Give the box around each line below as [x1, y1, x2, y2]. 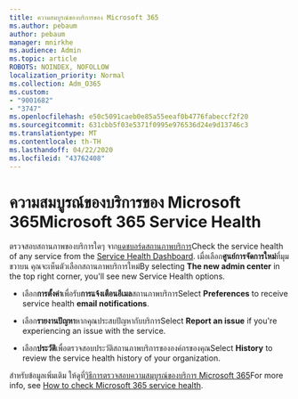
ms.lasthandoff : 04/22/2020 [9, 145, 114, 154]
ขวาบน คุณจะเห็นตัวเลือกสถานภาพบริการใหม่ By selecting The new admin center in [9, 261, 280, 272]
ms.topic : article [9, 54, 77, 63]
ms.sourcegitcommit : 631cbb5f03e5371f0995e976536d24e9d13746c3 [9, 121, 249, 130]
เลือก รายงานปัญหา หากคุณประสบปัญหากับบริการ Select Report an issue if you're [21, 315, 278, 326]
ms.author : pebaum [9, 21, 77, 30]
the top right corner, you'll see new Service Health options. [9, 271, 225, 281]
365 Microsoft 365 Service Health [9, 211, 262, 232]
